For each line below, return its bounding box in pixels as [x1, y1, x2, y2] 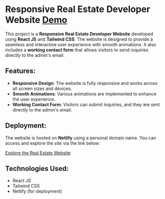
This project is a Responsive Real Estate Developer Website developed [5, 31, 153, 37]
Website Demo [5, 14, 67, 26]
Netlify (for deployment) [12, 188, 62, 194]
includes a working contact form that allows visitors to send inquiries [5, 47, 148, 53]
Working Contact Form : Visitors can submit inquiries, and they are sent [12, 102, 160, 108]
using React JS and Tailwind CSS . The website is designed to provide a [5, 36, 153, 42]
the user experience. [12, 96, 55, 102]
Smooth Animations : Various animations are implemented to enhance [12, 90, 156, 96]
